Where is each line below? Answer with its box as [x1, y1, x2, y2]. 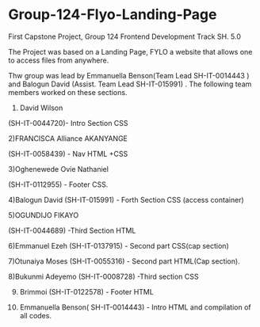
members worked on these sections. [8, 87, 128, 97]
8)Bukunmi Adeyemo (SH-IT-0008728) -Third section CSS [8, 272, 199, 281]
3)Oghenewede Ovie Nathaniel [8, 164, 109, 173]
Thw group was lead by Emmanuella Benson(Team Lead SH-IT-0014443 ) [8, 70, 250, 80]
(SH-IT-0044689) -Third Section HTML [8, 226, 136, 235]
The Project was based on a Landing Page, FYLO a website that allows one [8, 47, 253, 56]
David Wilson [19, 103, 63, 112]
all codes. [19, 310, 52, 320]
